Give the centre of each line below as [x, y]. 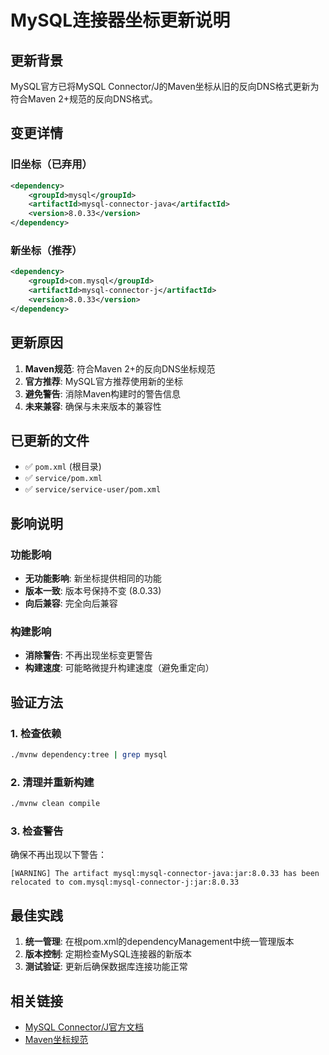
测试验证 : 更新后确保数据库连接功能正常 [106, 967]
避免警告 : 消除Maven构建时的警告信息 [103, 393]
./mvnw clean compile [55, 804]
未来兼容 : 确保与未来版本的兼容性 [93, 406]
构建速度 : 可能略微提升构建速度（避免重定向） [119, 668]
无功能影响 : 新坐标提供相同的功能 [93, 578]
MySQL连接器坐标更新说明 [120, 20]
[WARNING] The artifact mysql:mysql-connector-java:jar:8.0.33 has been [165, 874]
